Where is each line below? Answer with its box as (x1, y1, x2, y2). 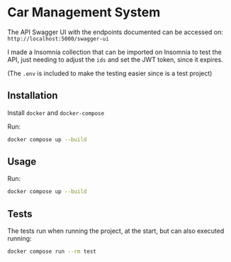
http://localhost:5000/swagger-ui (7, 35, 110, 43)
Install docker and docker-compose (7, 108, 105, 117)
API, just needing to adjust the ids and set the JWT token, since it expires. (7, 55, 223, 64)
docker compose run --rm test (7, 248, 97, 256)
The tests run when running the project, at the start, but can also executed (7, 226, 225, 235)
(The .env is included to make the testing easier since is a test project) (7, 69, 213, 77)
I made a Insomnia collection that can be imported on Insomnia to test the (7, 48, 222, 56)
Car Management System (7, 4, 161, 21)
